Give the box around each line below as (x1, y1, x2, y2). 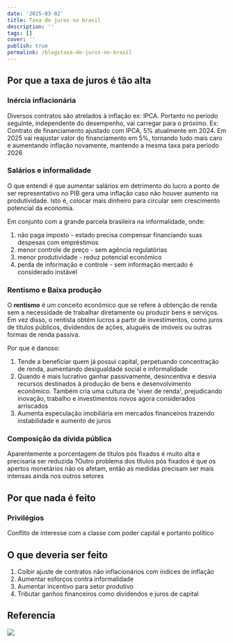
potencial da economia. (7, 203, 74, 212)
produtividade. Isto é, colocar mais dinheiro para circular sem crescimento (7, 196, 220, 205)
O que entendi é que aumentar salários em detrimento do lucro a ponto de (7, 182, 220, 190)
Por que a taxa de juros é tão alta (7, 74, 152, 87)
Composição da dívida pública (7, 434, 112, 444)
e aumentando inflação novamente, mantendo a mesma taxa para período (7, 141, 219, 150)
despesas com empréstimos (17, 238, 99, 246)
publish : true (7, 42, 49, 49)
